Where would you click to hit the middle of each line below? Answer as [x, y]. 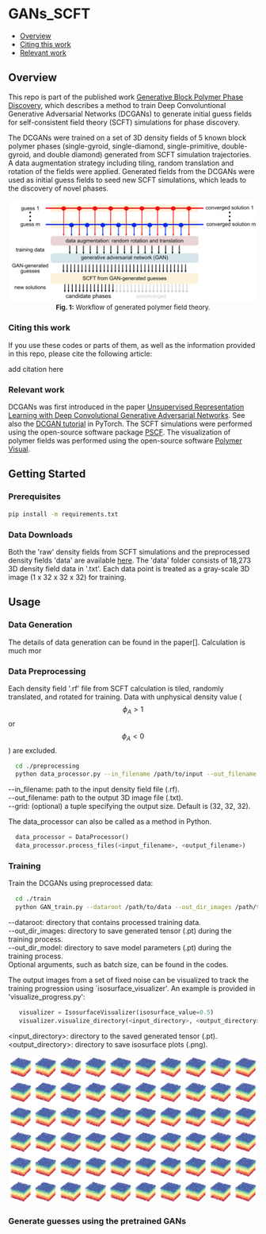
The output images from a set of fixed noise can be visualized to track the [129, 980]
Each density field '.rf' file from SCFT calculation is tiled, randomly [116, 688]
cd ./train [33, 899]
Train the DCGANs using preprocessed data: [81, 884]
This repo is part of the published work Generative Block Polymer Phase [126, 97]
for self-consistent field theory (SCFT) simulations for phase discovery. [124, 122]
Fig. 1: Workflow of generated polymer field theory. [133, 308]
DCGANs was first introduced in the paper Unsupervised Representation [126, 407]
